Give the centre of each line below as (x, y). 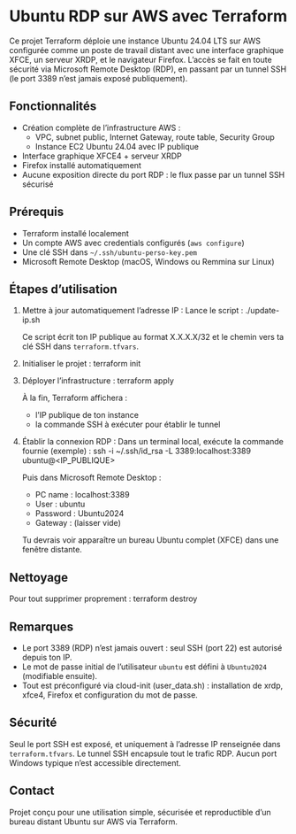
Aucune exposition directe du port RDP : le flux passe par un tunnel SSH (153, 174)
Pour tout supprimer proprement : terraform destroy (103, 598)
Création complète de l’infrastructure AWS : (101, 127)
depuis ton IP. (47, 657)
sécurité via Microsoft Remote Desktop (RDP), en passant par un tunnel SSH (148, 69)
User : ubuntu (60, 504)
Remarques (42, 626)
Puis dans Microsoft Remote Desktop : (91, 478)
